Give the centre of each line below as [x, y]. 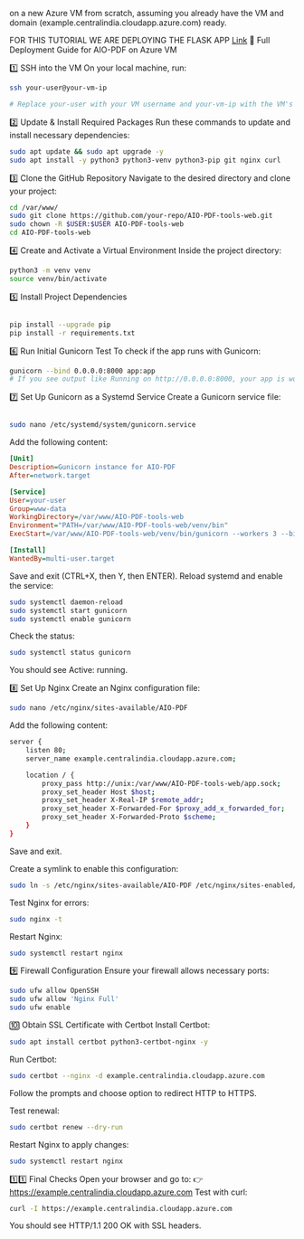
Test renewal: [35, 1111]
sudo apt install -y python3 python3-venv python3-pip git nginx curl [145, 160]
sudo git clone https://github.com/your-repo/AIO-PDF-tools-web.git [141, 216]
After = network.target [50, 475]
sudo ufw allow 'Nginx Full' [64, 999]
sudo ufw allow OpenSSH [54, 991]
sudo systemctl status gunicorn [70, 653]
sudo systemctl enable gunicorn [70, 619]
